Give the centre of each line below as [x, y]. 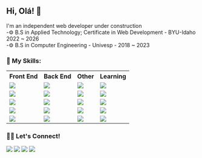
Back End [57, 76]
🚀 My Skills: [24, 61]
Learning [113, 76]
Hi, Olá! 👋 [24, 11]
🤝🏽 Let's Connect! [33, 136]
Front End [24, 76]
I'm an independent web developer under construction [74, 25]
